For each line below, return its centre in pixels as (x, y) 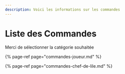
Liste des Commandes (51, 33)
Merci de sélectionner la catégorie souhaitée (50, 47)
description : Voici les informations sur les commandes (62, 9)
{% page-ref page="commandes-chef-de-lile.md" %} (59, 66)
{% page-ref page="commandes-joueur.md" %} (53, 56)
